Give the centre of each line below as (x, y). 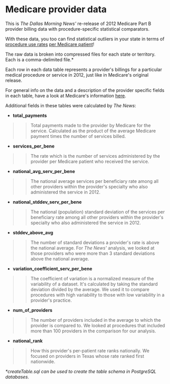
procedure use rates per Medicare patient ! (50, 44)
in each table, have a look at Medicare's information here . (66, 95)
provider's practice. (51, 300)
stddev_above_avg (33, 232)
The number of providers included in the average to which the (96, 320)
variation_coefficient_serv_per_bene (53, 269)
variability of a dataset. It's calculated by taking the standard (94, 284)
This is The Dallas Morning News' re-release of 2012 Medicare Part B (78, 23)
